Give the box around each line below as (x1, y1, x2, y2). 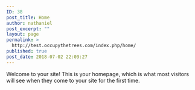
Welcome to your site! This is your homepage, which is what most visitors (6, 70, 189, 77)
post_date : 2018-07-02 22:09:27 (6, 54, 88, 60)
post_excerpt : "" (6, 25, 50, 32)
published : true (6, 48, 47, 54)
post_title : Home (6, 14, 50, 21)
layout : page (6, 31, 39, 37)
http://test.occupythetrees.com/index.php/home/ (11, 43, 136, 49)
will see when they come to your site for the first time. (6, 77, 140, 84)
